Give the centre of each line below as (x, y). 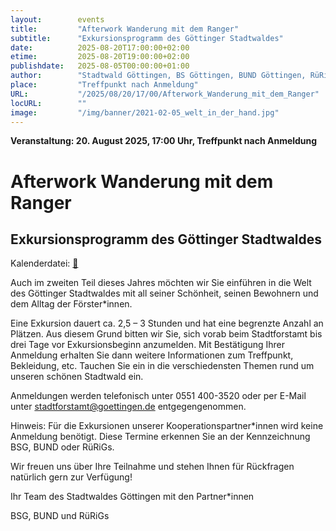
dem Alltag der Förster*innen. (71, 304)
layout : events (57, 19)
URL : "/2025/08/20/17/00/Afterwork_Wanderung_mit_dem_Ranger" (165, 94)
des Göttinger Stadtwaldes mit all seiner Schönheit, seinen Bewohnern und (164, 293)
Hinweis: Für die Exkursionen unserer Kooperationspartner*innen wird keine (167, 426)
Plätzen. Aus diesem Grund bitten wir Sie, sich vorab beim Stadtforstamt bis (166, 334)
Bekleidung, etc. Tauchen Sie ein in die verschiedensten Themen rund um (162, 366)
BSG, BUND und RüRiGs (60, 516)
